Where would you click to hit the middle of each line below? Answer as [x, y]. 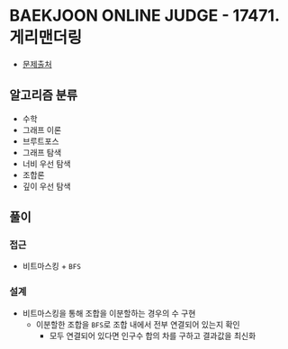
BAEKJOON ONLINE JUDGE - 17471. [144, 16]
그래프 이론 [42, 130]
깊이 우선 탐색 [46, 186]
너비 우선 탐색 [46, 164]
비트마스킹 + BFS [51, 266]
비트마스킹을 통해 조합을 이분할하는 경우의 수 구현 [109, 313]
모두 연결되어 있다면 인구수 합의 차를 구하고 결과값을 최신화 [153, 336]
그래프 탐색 [42, 152]
